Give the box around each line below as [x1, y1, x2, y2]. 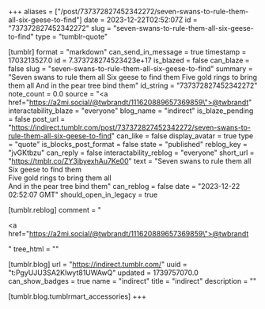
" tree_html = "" [8, 244, 59, 254]
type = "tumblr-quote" [35, 32, 108, 41]
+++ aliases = [8, 7, 54, 16]
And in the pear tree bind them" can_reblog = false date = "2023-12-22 [8, 182, 240, 190]
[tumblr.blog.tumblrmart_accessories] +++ [8, 292, 147, 301]
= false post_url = [8, 115, 66, 123]
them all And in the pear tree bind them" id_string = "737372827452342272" [8, 81, 258, 90]
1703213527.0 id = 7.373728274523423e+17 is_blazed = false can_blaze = [8, 55, 251, 65]
